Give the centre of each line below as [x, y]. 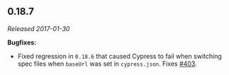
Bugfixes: [22, 42]
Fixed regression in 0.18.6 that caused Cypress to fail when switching [119, 56]
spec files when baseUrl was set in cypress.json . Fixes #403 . [107, 64]
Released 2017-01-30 [39, 28]
